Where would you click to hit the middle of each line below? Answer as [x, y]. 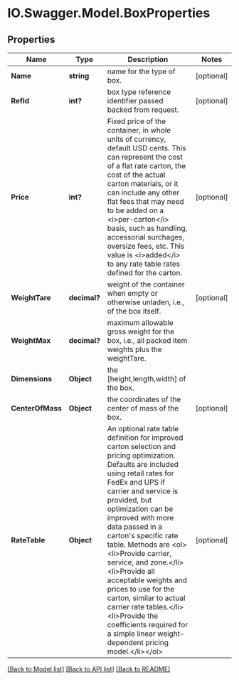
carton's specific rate [143, 536]
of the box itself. [134, 311]
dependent [125, 643]
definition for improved [145, 438]
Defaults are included [143, 464]
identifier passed [135, 101]
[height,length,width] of [147, 379]
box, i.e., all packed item [147, 340]
